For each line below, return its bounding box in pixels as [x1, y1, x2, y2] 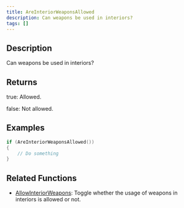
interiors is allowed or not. [15, 196, 82, 203]
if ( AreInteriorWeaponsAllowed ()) [6, 139, 95, 145]
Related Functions [6, 173, 77, 184]
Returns [6, 77, 38, 87]
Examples [6, 123, 45, 133]
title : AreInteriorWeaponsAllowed [6, 9, 95, 15]
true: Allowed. [6, 93, 42, 100]
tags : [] [6, 20, 29, 26]
